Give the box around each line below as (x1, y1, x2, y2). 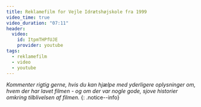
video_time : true (6, 14, 50, 20)
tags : (6, 48, 20, 54)
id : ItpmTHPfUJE (17, 37, 59, 43)
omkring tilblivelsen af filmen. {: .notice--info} (6, 94, 120, 101)
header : (6, 25, 26, 32)
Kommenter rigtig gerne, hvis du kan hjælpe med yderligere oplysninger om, (6, 81, 196, 88)
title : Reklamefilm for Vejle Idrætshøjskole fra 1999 (6, 8, 147, 15)
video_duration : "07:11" (6, 20, 69, 26)
